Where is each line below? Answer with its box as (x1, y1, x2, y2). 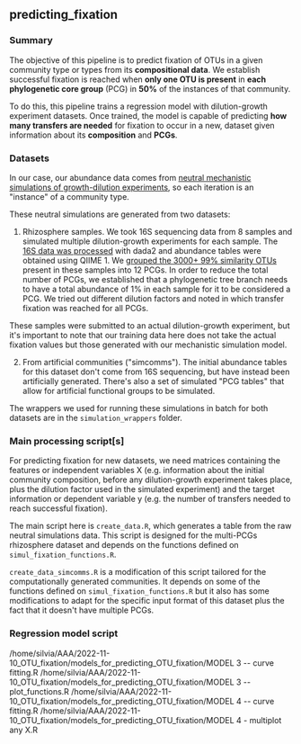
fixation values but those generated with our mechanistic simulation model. (9, 339, 288, 350)
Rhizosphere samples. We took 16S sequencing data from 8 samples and (22, 226, 293, 237)
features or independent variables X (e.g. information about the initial (9, 465, 265, 476)
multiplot (249, 714, 282, 725)
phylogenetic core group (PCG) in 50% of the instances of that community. (9, 83, 291, 94)
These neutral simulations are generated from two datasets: (9, 209, 231, 220)
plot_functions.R (9, 686, 70, 696)
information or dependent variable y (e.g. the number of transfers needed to (9, 494, 291, 505)
